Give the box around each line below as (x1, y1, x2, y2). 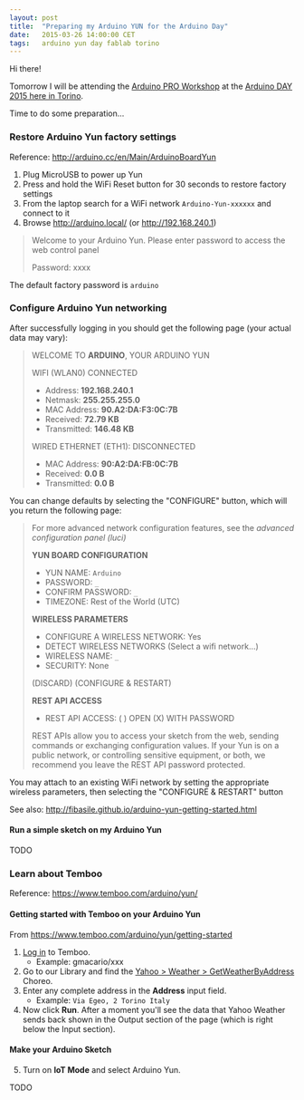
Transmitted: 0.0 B (44, 478, 115, 488)
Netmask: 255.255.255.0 (44, 394, 140, 405)
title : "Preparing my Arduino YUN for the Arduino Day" (9, 22, 229, 31)
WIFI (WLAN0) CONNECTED (31, 367, 138, 378)
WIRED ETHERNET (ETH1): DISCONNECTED (31, 440, 196, 451)
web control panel (31, 244, 100, 255)
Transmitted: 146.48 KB (44, 423, 135, 434)
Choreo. (22, 975, 53, 986)
